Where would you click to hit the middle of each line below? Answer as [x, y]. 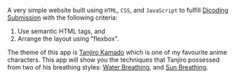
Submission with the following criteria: [63, 18]
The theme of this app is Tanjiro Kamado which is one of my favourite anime [117, 52]
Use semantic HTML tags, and [61, 31]
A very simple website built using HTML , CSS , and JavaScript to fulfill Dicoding [118, 10]
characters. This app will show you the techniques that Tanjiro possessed [113, 60]
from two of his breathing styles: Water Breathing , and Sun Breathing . [108, 67]
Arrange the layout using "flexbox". [68, 39]
